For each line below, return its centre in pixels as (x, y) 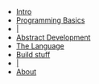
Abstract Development (53, 37)
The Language (40, 46)
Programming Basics (50, 20)
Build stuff (33, 55)
